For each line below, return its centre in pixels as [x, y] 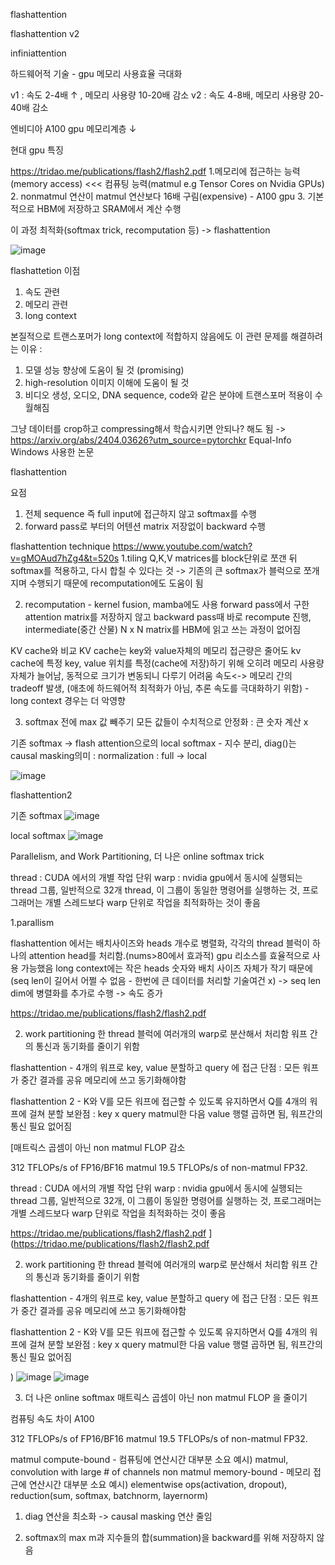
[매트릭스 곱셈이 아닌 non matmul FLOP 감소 [98, 1147]
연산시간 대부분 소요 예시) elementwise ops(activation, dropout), [158, 1484]
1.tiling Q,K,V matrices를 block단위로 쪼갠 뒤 [209, 558]
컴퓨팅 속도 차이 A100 [52, 1418]
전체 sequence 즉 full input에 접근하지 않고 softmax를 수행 [140, 513]
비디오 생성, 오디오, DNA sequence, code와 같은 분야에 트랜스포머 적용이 [168, 395]
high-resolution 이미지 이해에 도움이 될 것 [107, 382]
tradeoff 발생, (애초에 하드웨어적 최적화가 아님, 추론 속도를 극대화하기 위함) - [160, 688]
